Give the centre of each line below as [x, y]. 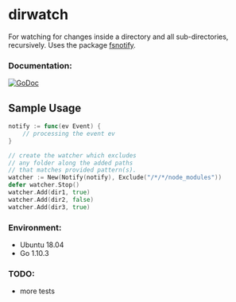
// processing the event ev [69, 134]
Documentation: [41, 65]
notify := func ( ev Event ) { [55, 126]
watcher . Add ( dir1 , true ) [49, 192]
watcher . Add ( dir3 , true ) [49, 207]
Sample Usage [45, 108]
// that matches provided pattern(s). [72, 170]
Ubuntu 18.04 [42, 245]
